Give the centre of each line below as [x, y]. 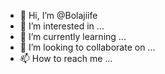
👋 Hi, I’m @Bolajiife [58, 15]
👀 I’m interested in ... [62, 26]
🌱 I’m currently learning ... [73, 36]
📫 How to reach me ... [66, 58]
